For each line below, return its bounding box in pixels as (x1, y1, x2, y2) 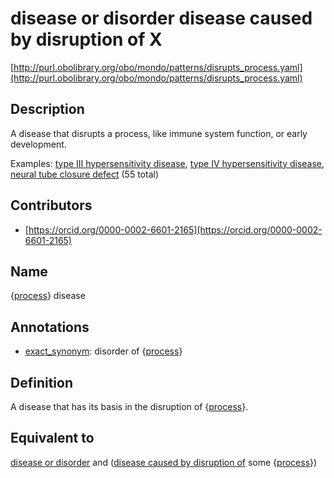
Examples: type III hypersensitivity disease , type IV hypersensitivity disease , (10, 157, 325, 169)
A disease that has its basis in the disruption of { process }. (10, 401, 249, 412)
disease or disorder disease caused (10, 7, 313, 30)
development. (10, 138, 67, 150)
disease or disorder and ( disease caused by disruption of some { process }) (10, 456, 318, 468)
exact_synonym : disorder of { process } (24, 345, 183, 357)
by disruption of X (10, 28, 163, 51)
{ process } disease (10, 290, 86, 302)
